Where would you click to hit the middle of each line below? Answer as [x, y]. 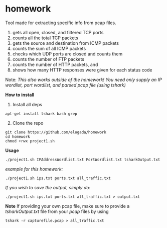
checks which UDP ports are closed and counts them [67, 54]
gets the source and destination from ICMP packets [66, 43]
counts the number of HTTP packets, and [55, 64]
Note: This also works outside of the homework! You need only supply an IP [83, 80]
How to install [20, 95]
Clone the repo [28, 123]
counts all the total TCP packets [45, 38]
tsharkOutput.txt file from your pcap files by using [57, 211]
